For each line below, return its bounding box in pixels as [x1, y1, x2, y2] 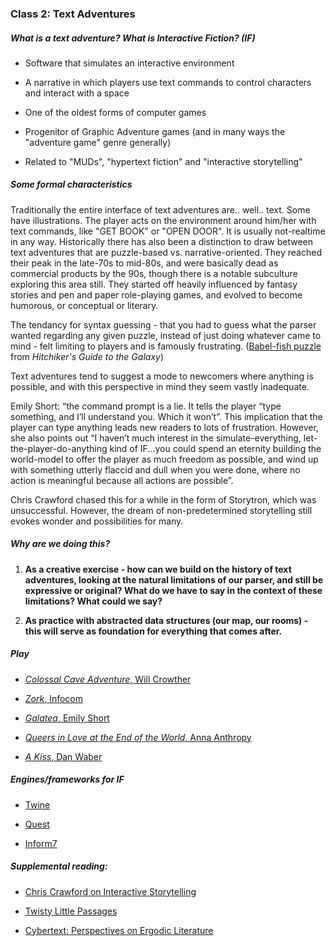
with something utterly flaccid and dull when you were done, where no [10, 463, 301, 476]
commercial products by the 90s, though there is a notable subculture [10, 267, 298, 279]
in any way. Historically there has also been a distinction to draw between [10, 235, 314, 247]
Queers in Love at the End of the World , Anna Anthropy [24, 731, 252, 743]
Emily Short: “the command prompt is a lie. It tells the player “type [10, 400, 282, 412]
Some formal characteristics [10, 178, 133, 191]
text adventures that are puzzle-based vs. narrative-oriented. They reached [10, 246, 322, 258]
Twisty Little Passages [24, 905, 118, 917]
